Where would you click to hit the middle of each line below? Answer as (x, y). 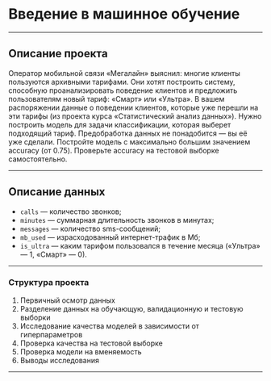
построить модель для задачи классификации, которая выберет (120, 124)
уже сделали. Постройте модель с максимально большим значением (129, 141)
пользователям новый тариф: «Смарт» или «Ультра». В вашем (117, 98)
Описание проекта (58, 54)
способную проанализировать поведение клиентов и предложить (123, 90)
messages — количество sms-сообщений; (90, 228)
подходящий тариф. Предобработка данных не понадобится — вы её (128, 133)
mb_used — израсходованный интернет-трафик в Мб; (110, 237)
